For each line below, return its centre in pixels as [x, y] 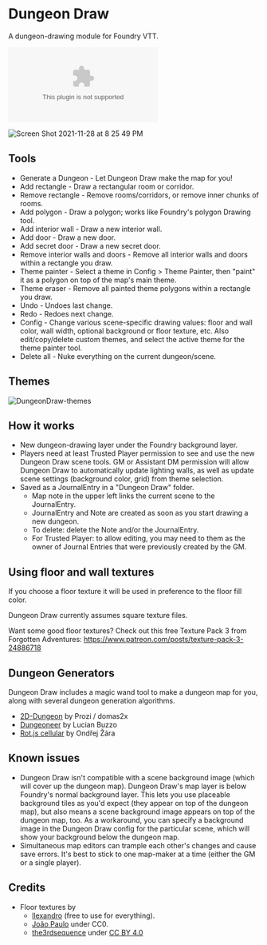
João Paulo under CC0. [70, 923]
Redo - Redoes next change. [67, 313]
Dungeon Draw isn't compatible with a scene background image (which [137, 777]
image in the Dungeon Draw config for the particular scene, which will [134, 828]
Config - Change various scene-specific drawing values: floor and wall [136, 322]
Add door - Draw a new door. [68, 237]
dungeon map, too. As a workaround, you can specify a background [132, 819]
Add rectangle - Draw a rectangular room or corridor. [107, 186]
